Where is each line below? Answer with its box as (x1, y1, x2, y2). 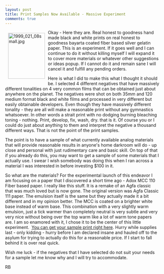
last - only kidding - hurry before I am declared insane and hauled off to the (5, 229, 158, 235)
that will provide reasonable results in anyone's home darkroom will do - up (5, 142, 157, 148)
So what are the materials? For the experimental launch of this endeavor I (5, 172, 153, 179)
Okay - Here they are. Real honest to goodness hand (48, 30, 154, 36)
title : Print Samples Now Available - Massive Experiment (5, 12, 126, 17)
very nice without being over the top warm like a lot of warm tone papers (5, 214, 152, 220)
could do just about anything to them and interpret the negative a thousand (5, 122, 157, 128)
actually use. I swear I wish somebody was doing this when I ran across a (5, 158, 153, 164)
